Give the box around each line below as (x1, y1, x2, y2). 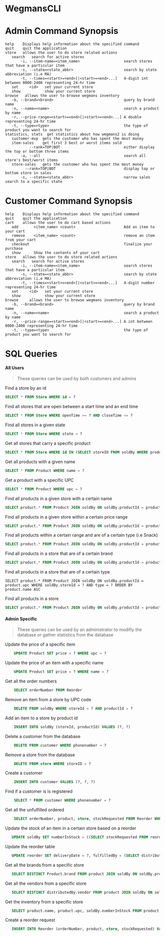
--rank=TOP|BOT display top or (25, 166, 155, 171)
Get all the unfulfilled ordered (5, 807, 65, 813)
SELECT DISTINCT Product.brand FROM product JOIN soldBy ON (11, 871, 137, 877)
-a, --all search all (20, 153, 146, 159)
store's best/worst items (5, 158, 58, 163)
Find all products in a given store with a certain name (5, 496, 112, 501)
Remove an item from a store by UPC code (5, 696, 92, 702)
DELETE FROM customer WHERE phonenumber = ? (14, 743, 107, 748)
